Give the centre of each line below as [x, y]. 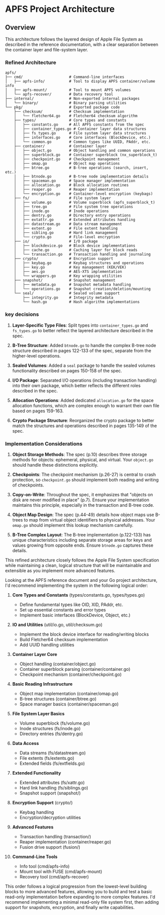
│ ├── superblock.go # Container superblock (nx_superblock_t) [86, 155]
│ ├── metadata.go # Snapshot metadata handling [73, 285]
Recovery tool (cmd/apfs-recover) [54, 876]
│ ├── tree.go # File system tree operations [74, 207]
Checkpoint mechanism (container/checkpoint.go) [70, 674]
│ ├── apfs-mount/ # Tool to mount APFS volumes [68, 90]
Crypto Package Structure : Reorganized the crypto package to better [83, 420]
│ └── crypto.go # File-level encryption [67, 237]
